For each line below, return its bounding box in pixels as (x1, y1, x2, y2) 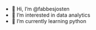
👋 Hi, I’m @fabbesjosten (11, 6, 70, 12)
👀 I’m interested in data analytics (11, 12, 91, 18)
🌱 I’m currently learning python (11, 18, 87, 24)
